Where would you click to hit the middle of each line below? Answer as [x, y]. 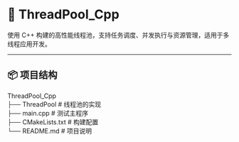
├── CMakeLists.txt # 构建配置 [53, 122]
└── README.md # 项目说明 [50, 131]
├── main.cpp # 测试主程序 [48, 113]
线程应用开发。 [29, 44]
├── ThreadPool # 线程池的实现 [54, 104]
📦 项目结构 [33, 75]
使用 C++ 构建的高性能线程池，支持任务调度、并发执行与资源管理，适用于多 [118, 35]
